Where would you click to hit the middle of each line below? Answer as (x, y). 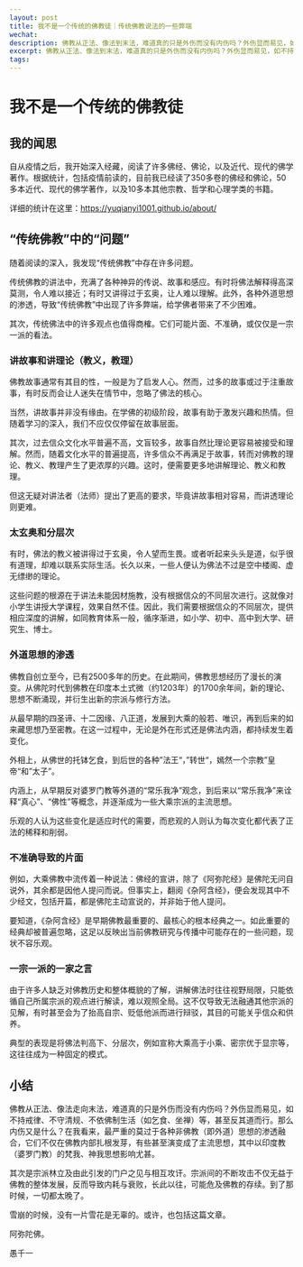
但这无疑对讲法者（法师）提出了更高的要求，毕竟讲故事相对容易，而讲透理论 (151, 496)
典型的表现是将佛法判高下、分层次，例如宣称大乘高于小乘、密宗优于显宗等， (151, 1043)
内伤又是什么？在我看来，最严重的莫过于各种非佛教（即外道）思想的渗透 (143, 1132)
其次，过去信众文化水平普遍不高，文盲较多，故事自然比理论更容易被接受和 (147, 443)
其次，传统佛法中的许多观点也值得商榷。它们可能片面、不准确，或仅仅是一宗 (151, 323)
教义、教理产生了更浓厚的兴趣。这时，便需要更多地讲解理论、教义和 (151, 465)
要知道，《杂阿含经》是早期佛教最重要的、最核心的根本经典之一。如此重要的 (150, 920)
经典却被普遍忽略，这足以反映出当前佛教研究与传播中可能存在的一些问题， (147, 932)
